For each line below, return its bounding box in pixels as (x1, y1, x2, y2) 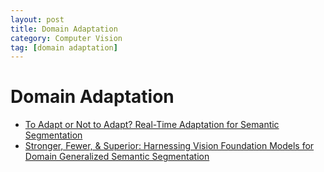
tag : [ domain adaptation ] (10, 42, 118, 53)
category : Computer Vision (10, 33, 123, 43)
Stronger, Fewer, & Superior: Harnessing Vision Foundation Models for (24, 140, 315, 152)
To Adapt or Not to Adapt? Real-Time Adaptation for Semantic (24, 119, 280, 131)
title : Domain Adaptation (10, 24, 118, 34)
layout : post (10, 14, 65, 25)
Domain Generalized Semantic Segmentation (24, 151, 210, 163)
